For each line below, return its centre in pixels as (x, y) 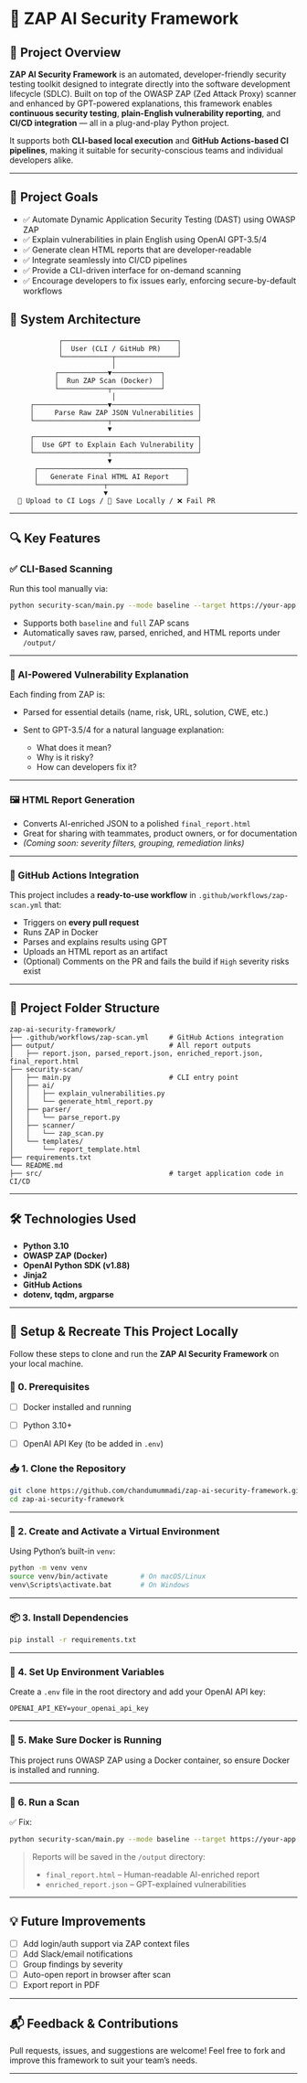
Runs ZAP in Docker (60, 933)
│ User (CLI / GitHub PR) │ (120, 348)
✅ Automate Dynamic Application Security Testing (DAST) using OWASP (159, 219)
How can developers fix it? (86, 767)
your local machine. (47, 1363)
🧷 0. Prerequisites (49, 1387)
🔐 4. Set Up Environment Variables (87, 1672)
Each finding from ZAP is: (58, 695)
